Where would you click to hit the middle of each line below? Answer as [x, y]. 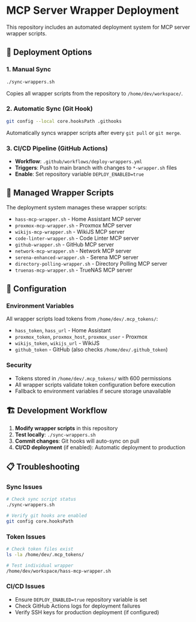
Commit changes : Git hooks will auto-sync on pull [77, 441]
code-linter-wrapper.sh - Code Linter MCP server [77, 238]
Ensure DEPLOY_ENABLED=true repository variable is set [81, 599]
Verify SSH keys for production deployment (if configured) [87, 612]
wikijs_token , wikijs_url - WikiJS [57, 343]
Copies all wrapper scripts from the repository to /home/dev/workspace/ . [95, 93]
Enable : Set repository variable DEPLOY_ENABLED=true [79, 174]
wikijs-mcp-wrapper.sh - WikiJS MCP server [70, 232]
